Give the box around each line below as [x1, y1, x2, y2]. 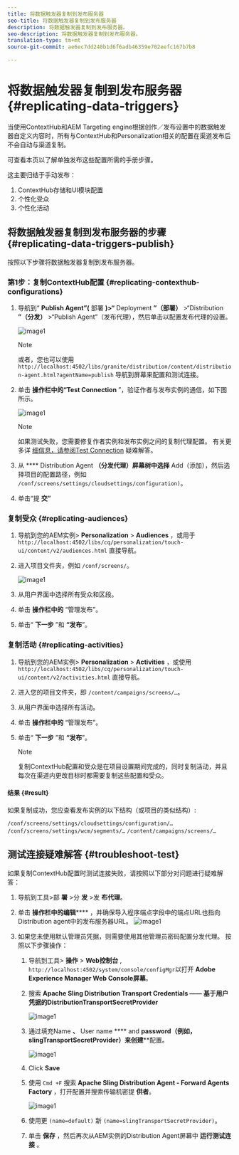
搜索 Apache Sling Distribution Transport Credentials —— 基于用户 [28, 988, 229, 997]
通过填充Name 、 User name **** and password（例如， [28, 1026, 196, 1035]
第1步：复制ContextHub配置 [7, 277, 105, 287]
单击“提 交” [17, 494, 51, 502]
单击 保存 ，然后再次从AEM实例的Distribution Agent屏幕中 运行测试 [28, 1131, 225, 1139]
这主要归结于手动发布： [7, 170, 76, 179]
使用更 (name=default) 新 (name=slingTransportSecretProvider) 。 [28, 1116, 222, 1124]
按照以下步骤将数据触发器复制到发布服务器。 [7, 258, 139, 266]
